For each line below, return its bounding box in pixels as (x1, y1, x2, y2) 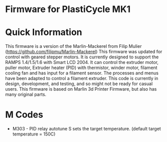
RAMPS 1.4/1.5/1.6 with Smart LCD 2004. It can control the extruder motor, (5, 59, 159, 65)
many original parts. (5, 92, 47, 98)
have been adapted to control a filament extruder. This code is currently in (5, 76, 158, 82)
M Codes (5, 109, 44, 120)
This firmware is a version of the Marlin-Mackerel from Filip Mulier (5, 43, 142, 49)
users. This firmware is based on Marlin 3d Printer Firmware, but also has (5, 86, 157, 92)
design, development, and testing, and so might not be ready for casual (5, 81, 153, 87)
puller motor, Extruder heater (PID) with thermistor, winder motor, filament (5, 64, 157, 71)
